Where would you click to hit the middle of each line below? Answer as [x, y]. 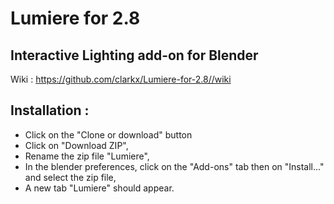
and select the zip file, [70, 177]
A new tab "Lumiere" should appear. [99, 188]
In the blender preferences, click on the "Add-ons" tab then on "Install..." [174, 166]
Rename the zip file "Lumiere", [87, 156]
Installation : [50, 110]
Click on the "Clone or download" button [108, 134]
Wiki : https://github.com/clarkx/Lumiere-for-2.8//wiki [121, 79]
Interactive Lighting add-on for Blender [134, 55]
